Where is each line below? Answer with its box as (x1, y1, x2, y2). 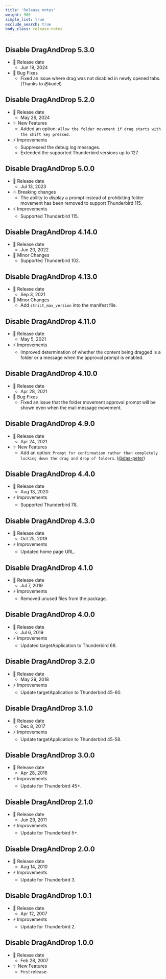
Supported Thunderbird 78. (20, 502, 78, 508)
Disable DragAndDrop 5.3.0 (5, 45, 95, 54)
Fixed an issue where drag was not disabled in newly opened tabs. (20, 75, 161, 81)
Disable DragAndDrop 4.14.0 (5, 228, 98, 236)
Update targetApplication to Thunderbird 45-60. (20, 689, 122, 695)
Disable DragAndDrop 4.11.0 (5, 317, 96, 326)
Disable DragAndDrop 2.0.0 (5, 845, 96, 853)
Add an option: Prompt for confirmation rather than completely (20, 449, 158, 456)
